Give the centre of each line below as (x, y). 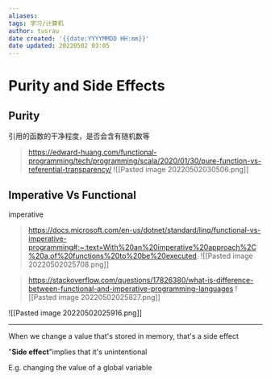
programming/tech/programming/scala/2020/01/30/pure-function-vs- (145, 161)
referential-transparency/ (70, 170)
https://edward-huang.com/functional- (92, 152)
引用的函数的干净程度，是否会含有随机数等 (79, 136)
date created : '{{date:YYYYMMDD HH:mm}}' (79, 38)
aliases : (23, 16)
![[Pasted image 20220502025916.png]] (75, 313)
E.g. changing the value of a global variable (80, 367)
